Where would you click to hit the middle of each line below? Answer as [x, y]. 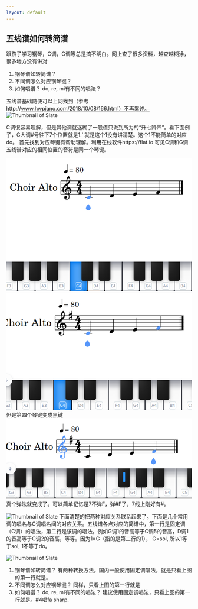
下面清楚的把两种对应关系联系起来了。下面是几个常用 [123, 517]
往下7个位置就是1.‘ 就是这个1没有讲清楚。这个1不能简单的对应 [113, 135]
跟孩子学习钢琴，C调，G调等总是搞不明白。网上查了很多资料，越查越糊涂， [98, 54]
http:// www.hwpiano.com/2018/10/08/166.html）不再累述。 [78, 109]
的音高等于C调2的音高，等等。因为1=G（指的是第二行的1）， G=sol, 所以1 [94, 539]
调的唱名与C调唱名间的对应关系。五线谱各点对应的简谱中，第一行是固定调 [96, 524]
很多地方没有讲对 [27, 61]
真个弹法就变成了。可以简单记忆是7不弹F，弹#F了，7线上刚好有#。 [88, 504]
